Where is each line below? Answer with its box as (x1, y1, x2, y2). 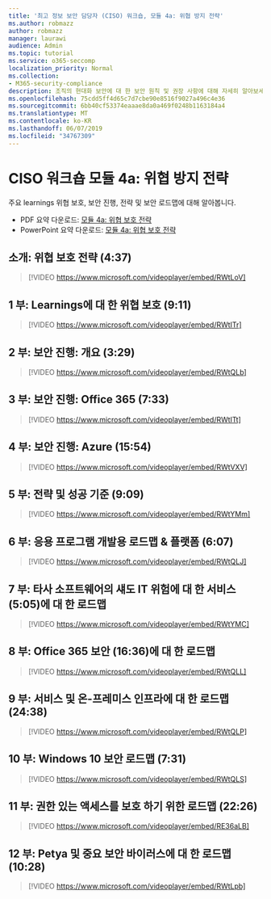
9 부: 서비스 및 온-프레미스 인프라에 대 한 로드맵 (8, 692, 230, 706)
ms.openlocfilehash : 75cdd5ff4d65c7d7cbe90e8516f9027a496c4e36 (8, 95, 226, 103)
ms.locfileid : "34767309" (8, 132, 95, 140)
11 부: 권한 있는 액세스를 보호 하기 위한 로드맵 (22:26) (8, 799, 258, 813)
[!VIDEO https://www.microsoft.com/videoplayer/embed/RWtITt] (27, 414, 242, 424)
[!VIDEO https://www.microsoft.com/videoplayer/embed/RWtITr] (27, 320, 242, 330)
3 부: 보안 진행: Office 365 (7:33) (8, 393, 169, 406)
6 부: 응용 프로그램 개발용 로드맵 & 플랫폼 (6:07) (8, 535, 234, 548)
